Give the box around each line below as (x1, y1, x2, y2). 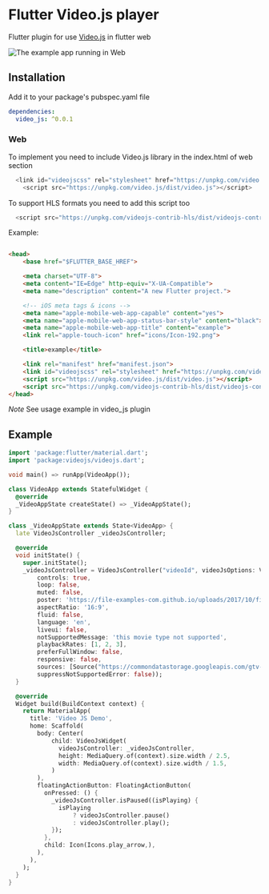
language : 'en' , (37, 618, 91, 626)
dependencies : (8, 107, 56, 115)
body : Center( (37, 730, 84, 738)
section (8, 160, 34, 170)
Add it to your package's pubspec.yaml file (8, 92, 151, 102)
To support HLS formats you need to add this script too (8, 198, 191, 207)
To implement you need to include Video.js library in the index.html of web (8, 152, 254, 162)
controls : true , (37, 574, 91, 582)
